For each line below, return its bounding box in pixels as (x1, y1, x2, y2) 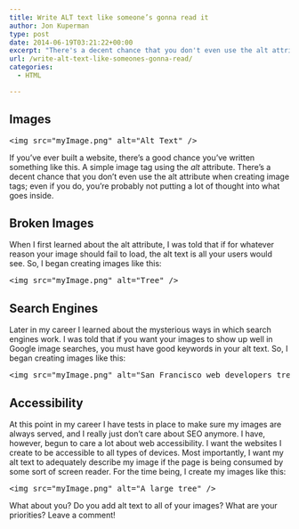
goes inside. (9, 190, 54, 200)
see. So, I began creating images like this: (9, 258, 162, 269)
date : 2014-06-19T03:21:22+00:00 (9, 37, 133, 47)
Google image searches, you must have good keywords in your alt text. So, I (9, 344, 288, 354)
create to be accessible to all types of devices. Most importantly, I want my (9, 447, 285, 458)
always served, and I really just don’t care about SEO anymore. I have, (9, 428, 265, 439)
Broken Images (9, 216, 94, 231)
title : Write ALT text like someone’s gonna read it (9, 12, 209, 22)
